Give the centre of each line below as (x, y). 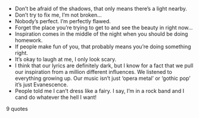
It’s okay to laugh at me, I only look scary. (66, 59)
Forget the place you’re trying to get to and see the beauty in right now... (104, 27)
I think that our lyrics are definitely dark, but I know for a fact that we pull (104, 66)
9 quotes (17, 109)
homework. (29, 40)
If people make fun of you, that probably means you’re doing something (103, 46)
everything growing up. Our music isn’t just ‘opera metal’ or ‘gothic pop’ (102, 78)
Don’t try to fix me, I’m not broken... (58, 15)
